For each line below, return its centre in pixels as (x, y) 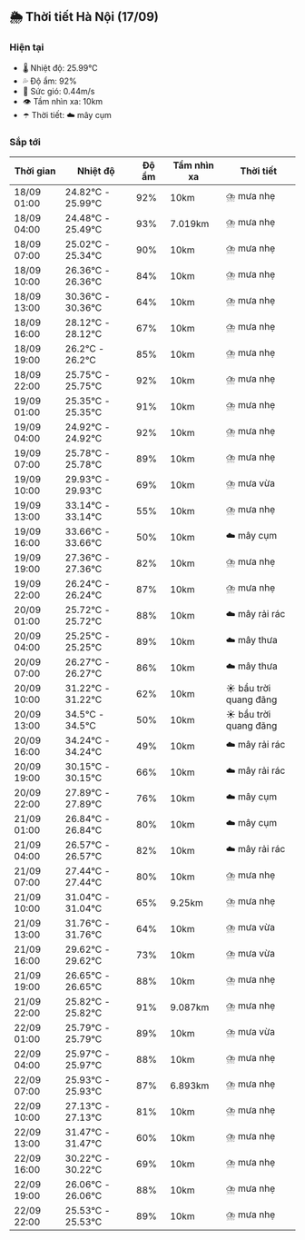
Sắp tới (25, 142)
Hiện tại (27, 47)
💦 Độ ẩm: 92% (49, 81)
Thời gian (35, 171)
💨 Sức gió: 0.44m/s (59, 91)
